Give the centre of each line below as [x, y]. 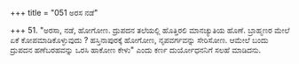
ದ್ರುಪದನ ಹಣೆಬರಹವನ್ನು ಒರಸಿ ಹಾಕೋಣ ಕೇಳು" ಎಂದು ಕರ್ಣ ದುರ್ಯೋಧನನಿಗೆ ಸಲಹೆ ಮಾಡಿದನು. [136, 50]
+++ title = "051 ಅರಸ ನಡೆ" [54, 13]
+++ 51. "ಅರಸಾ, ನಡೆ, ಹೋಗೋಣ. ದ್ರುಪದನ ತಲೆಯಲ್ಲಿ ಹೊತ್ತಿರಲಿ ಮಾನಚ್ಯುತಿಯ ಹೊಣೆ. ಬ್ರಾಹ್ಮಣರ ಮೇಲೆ [150, 30]
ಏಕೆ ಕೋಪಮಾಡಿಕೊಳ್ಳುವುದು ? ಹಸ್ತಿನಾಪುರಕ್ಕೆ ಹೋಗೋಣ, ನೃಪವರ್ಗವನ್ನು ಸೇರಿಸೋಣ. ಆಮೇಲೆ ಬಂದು [139, 40]
